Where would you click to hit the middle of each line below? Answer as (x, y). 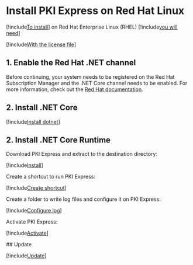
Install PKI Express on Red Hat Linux (95, 11)
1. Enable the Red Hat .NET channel (71, 63)
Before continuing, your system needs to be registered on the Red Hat (90, 76)
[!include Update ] (26, 256)
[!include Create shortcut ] (37, 188)
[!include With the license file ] (41, 44)
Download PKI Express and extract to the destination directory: (82, 154)
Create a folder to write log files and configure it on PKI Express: (83, 199)
